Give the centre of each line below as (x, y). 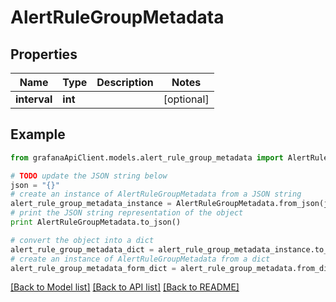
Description (125, 82)
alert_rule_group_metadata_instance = (91, 204)
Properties (44, 54)
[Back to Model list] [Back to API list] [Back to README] (125, 287)
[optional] (186, 99)
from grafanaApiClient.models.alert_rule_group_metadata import (147, 157)
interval (34, 99)
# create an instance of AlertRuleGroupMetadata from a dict (140, 259)
